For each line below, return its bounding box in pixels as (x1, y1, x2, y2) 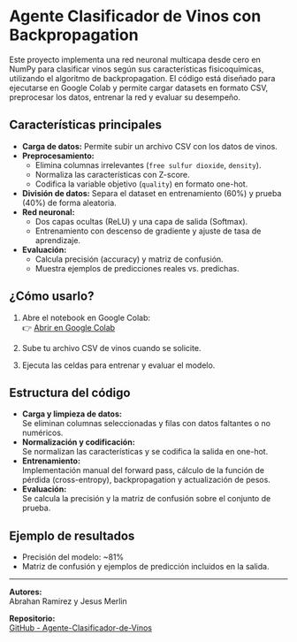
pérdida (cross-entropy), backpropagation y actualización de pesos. (21, 475, 271, 485)
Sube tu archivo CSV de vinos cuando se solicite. (21, 342, 202, 353)
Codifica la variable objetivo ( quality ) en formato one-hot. (34, 179, 248, 189)
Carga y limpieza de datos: (21, 409, 122, 419)
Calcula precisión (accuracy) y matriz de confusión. (34, 254, 224, 264)
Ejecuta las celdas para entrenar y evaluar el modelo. (21, 360, 216, 371)
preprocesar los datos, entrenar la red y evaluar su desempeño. (9, 91, 241, 103)
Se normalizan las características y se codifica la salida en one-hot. (21, 447, 269, 457)
